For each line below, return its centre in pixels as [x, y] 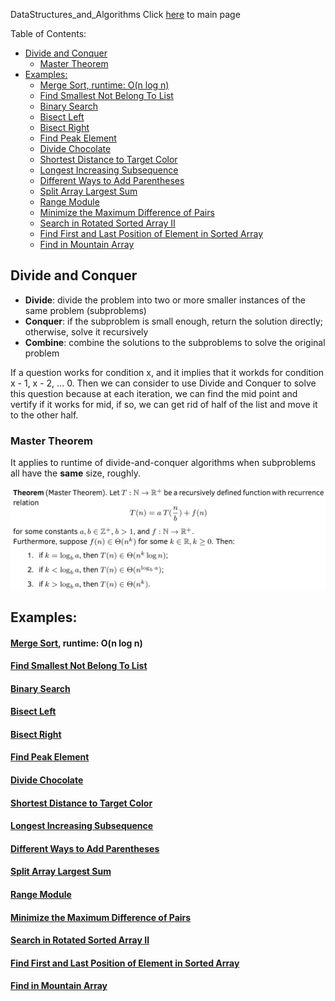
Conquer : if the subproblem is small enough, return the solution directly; [173, 321]
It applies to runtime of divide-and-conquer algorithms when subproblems [163, 463]
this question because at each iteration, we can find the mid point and [154, 393]
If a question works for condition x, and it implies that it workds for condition [167, 372]
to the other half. [44, 415]
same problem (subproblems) [85, 310]
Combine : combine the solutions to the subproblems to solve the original [175, 342]
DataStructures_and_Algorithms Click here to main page [125, 14]
